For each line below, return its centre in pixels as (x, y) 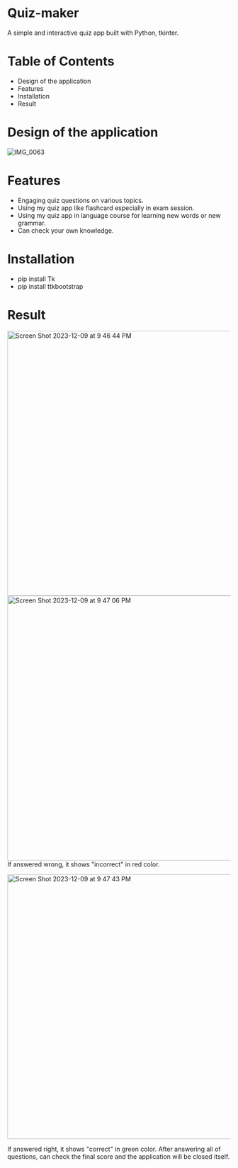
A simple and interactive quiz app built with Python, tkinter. (93, 33)
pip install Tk (36, 279)
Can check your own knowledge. (66, 230)
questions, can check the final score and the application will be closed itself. (119, 1156)
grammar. (32, 223)
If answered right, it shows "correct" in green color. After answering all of (114, 1149)
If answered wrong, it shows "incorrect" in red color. (84, 864)
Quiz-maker (43, 13)
